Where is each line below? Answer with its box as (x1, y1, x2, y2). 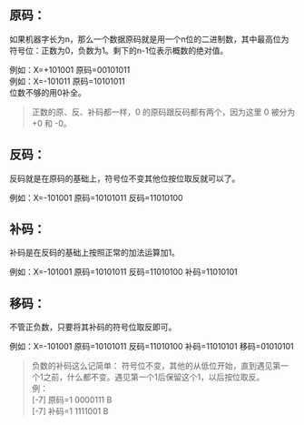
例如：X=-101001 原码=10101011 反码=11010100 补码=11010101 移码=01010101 (9, 341, 295, 352)
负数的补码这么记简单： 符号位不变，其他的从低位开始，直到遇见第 (31, 360, 281, 371)
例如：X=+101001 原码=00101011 (9, 64, 131, 75)
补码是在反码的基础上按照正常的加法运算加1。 (9, 248, 180, 258)
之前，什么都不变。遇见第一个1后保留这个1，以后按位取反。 (43, 371, 265, 383)
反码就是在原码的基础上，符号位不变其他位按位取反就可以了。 (9, 173, 240, 184)
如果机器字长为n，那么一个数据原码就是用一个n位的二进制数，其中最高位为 (9, 34, 289, 45)
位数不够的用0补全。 (9, 86, 86, 97)
